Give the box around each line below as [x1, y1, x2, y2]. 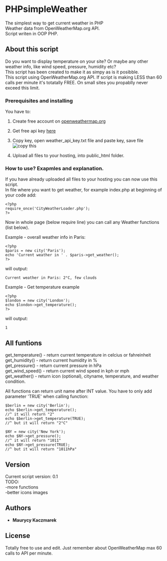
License [5, 532, 30, 540]
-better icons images [5, 489, 48, 495]
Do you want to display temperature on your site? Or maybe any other [5, 58, 149, 64]
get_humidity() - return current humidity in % [5, 358, 98, 364]
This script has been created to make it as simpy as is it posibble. [5, 69, 140, 75]
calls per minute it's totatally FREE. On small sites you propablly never [5, 79, 148, 85]
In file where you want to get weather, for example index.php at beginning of [5, 187, 162, 193]
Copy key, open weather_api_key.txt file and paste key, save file [12, 138, 144, 144]
